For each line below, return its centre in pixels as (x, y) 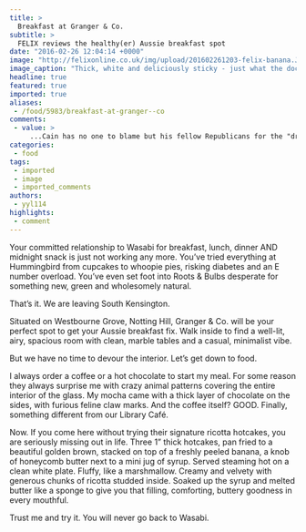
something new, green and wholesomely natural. (101, 286)
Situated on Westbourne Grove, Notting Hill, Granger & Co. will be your (142, 321)
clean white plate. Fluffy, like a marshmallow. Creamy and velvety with (141, 471)
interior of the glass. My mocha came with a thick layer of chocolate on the (150, 395)
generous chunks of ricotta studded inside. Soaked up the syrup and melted (153, 480)
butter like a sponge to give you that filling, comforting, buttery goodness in (151, 490)
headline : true (38, 77)
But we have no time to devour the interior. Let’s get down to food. (133, 358)
